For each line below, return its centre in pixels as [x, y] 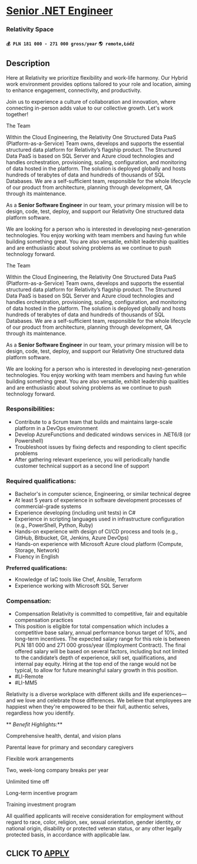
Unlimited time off [28, 782]
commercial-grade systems [48, 506]
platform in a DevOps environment [56, 428]
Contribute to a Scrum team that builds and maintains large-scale [94, 422]
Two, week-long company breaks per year [57, 770]
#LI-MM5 [26, 683]
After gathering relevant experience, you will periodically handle [92, 459]
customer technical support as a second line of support [82, 466]
